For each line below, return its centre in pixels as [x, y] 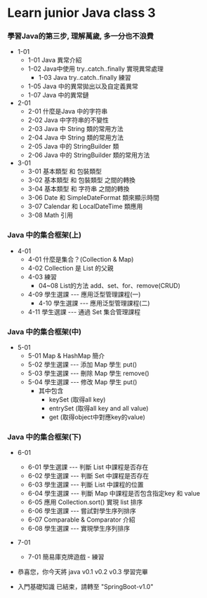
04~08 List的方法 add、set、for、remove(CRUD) [109, 285]
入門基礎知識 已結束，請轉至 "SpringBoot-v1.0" [85, 587]
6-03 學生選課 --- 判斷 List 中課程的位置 [86, 484]
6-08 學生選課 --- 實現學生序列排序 [79, 529]
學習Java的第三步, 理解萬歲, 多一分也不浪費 [81, 36]
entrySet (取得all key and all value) [99, 409]
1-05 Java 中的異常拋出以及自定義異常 [83, 86]
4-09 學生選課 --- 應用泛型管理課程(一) [84, 294]
